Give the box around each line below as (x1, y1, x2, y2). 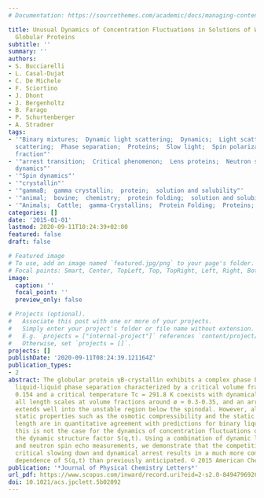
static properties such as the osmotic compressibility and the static (15, 412, 255, 421)
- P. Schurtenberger (8, 113, 76, 122)
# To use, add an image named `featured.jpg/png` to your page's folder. (8, 259, 255, 267)
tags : (8, 128, 26, 136)
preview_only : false (15, 296, 82, 304)
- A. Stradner (8, 121, 55, 129)
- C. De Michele (8, 76, 61, 85)
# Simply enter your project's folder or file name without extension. (8, 324, 255, 333)
